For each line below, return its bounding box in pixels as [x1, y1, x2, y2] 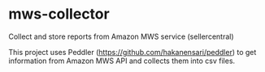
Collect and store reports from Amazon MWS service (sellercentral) [8, 32, 234, 41]
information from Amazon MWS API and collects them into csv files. [8, 56, 236, 66]
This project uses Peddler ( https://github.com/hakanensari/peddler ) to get [8, 47, 257, 57]
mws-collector [8, 5, 110, 23]
